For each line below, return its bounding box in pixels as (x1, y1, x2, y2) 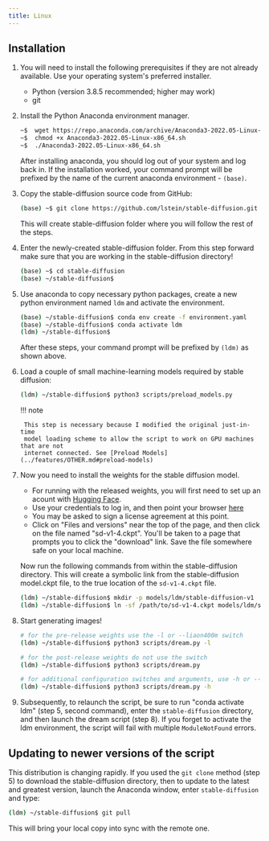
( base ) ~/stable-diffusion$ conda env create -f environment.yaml (19, 313, 247, 322)
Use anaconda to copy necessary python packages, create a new (19, 289, 238, 298)
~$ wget (19, 126, 50, 135)
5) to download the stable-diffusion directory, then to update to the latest (8, 777, 250, 786)
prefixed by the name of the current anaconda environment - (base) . (19, 174, 247, 183)
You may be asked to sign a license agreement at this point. (31, 511, 230, 521)
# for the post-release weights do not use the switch (19, 653, 208, 662)
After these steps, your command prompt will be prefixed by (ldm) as (19, 343, 249, 352)
